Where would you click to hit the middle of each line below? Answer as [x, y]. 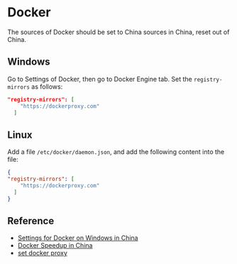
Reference [31, 221]
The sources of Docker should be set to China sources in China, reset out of [118, 32]
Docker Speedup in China [55, 246]
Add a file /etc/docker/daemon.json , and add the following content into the [116, 152]
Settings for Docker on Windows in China [78, 238]
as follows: [47, 87]
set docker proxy [42, 253]
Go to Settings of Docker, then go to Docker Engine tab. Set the [100, 79]
